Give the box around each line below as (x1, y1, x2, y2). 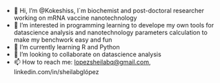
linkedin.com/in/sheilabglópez (13, 68, 99, 75)
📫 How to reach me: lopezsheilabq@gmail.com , (13, 58, 151, 66)
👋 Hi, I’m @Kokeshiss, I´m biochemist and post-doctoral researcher (13, 7, 205, 14)
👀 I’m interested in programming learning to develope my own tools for (13, 21, 214, 29)
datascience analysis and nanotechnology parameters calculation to (13, 28, 208, 36)
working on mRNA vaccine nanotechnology (13, 14, 137, 22)
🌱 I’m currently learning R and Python (13, 43, 120, 51)
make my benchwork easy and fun (13, 36, 112, 44)
